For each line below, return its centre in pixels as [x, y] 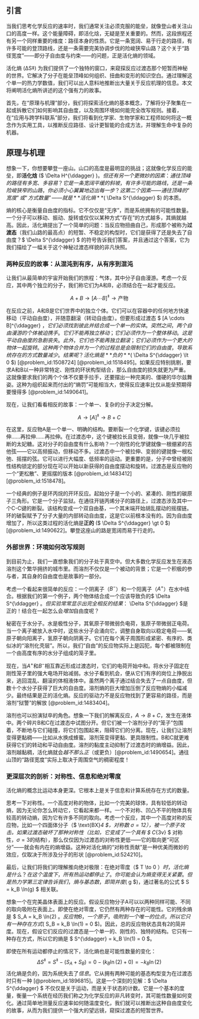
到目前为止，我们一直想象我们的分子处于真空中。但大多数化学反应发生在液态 [99, 561]
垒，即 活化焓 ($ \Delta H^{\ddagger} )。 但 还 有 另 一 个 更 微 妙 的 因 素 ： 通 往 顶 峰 [98, 175]
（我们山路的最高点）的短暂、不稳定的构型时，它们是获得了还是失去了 [102, 232]
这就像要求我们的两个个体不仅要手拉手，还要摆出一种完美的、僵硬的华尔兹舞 [99, 377]
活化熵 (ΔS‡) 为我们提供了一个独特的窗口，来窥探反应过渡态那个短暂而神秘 [97, 68]
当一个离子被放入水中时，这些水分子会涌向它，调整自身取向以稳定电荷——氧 [99, 631]
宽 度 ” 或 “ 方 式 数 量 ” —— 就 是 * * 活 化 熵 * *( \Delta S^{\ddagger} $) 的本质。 [95, 197]
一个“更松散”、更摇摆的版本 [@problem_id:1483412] [69, 474]
